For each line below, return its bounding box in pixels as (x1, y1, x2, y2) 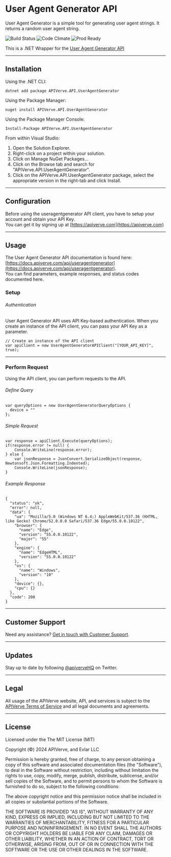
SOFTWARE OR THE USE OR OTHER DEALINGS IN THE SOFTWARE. (5, 846, 148, 852)
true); (5, 347, 19, 353)
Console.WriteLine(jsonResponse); (14, 466, 88, 471)
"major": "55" (18, 537, 49, 542)
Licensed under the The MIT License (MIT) (5, 736, 95, 743)
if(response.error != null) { (5, 443, 70, 448)
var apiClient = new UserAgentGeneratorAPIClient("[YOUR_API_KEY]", (5, 343, 154, 348)
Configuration (5, 197, 51, 206)
